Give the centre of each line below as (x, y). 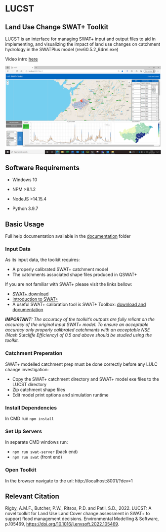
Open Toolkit (21, 470)
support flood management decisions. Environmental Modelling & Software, (82, 519)
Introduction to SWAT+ (35, 299)
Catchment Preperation (34, 353)
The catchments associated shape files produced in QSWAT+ (75, 275)
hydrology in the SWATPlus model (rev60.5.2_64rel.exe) (62, 49)
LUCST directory (29, 384)
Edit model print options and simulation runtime (60, 395)
